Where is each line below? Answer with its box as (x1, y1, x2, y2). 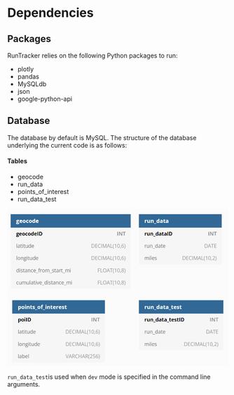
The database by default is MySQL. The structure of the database (7, 133, 197, 141)
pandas (17, 72, 40, 81)
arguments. (7, 380, 41, 389)
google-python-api (17, 95, 72, 103)
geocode (17, 173, 44, 181)
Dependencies (7, 5, 94, 21)
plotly (17, 65, 34, 73)
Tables (7, 157, 28, 165)
